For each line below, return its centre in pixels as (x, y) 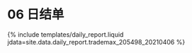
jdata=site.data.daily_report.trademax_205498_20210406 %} (96, 42)
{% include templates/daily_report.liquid (66, 34)
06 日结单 (36, 14)
